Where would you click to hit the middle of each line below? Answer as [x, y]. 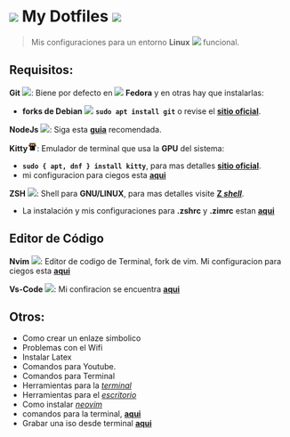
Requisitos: [41, 70]
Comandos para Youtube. [69, 367]
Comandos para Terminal [68, 376]
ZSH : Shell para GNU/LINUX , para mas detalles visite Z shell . [127, 193]
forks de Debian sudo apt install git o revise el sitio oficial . [141, 111]
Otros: [27, 316]
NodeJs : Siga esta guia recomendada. [85, 129]
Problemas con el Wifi [62, 348]
